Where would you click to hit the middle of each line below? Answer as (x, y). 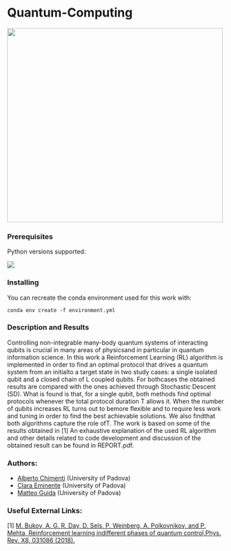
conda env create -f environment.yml (61, 310)
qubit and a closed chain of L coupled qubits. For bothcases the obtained (111, 379)
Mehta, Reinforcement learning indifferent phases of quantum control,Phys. (114, 533)
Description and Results (48, 327)
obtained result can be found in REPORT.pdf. (71, 445)
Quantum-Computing (70, 13)
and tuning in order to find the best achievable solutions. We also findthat (111, 416)
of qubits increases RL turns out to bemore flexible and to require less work (114, 408)
